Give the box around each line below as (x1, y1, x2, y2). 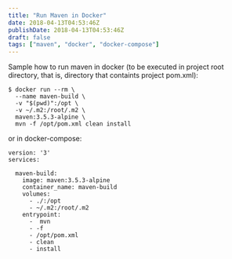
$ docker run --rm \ (8, 86, 76, 94)
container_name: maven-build (22, 184, 118, 192)
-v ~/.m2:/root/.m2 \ (15, 107, 86, 115)
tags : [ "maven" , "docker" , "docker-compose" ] (8, 41, 159, 49)
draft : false (8, 33, 51, 42)
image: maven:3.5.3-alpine (22, 177, 111, 184)
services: (8, 156, 41, 164)
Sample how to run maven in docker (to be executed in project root (8, 62, 225, 71)
